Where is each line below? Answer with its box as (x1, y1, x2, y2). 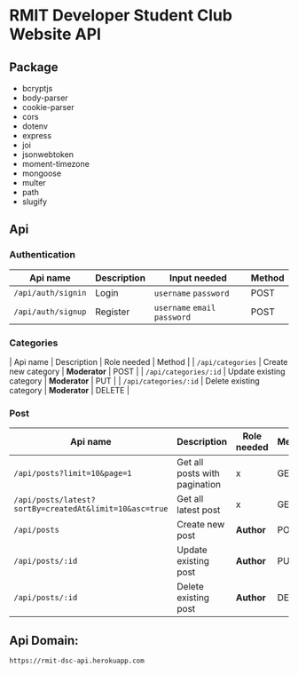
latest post (176, 504, 221, 516)
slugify (21, 196, 47, 207)
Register (94, 305, 130, 318)
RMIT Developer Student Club (9, 5, 233, 26)
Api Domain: (9, 632, 79, 648)
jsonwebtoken (21, 149, 74, 160)
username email (153, 303, 216, 313)
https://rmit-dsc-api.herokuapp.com (9, 656, 145, 666)
